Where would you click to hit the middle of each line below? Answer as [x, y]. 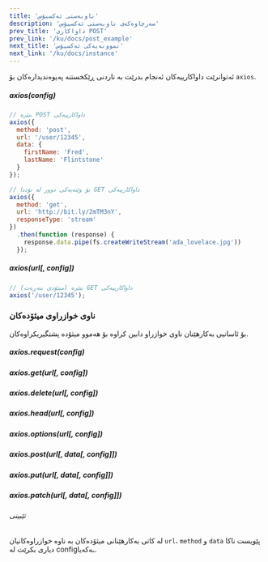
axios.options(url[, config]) [56, 433]
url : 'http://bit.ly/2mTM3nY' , [69, 212]
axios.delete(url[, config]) [54, 393]
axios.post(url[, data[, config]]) [63, 454]
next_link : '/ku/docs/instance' [64, 53]
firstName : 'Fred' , [57, 152]
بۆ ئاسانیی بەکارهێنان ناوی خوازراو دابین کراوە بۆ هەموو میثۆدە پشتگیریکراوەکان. [129, 334]
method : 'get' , [42, 204]
